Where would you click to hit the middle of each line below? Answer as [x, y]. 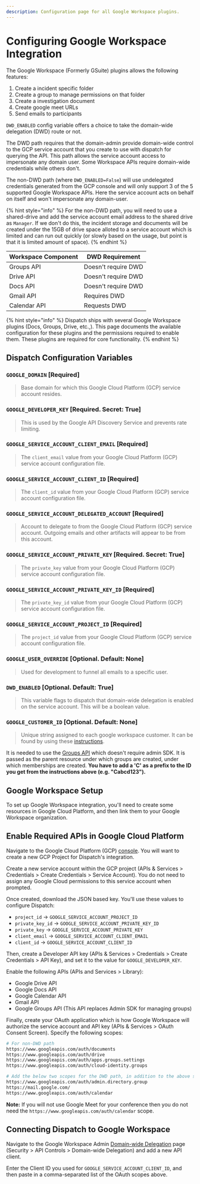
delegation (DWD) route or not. [44, 131]
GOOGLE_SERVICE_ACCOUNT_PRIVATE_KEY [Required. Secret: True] [96, 554]
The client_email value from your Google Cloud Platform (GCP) [99, 457]
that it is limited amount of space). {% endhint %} [67, 242]
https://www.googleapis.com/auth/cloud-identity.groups [77, 1066]
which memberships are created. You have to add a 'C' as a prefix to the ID [99, 765]
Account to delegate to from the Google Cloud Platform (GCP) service [106, 526]
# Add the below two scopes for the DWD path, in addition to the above [98, 1076]
